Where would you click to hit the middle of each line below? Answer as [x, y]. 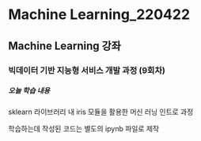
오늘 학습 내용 [29, 91]
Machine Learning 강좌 [64, 46]
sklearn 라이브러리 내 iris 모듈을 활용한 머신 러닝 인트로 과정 [101, 112]
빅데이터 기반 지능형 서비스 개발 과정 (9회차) [87, 70]
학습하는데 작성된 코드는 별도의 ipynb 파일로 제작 [84, 129]
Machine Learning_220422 [99, 15]
